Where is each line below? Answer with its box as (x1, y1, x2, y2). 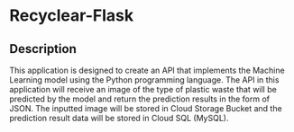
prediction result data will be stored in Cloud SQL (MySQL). (9, 113, 229, 123)
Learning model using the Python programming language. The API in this (9, 75, 280, 85)
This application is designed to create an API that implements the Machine (9, 65, 286, 75)
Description (9, 41, 77, 57)
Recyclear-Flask (9, 5, 133, 26)
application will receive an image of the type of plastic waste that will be (9, 84, 277, 94)
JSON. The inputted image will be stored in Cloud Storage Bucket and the (9, 103, 282, 113)
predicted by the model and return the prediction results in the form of (9, 93, 271, 104)
